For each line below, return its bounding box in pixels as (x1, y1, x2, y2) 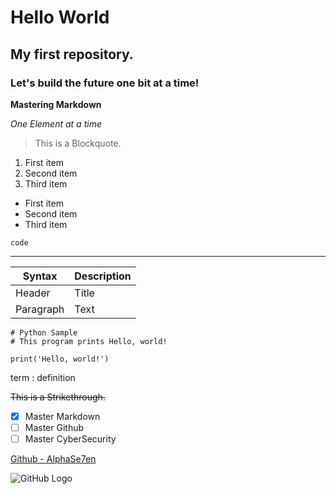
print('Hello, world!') (10, 354, 110, 364)
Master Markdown (24, 410, 101, 422)
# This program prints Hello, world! (10, 336, 168, 346)
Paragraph (15, 302, 65, 316)
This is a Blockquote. (34, 137, 122, 149)
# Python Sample (10, 327, 78, 338)
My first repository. (10, 46, 134, 63)
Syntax (22, 269, 58, 283)
